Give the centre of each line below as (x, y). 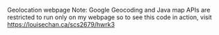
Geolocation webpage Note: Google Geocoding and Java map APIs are (109, 10)
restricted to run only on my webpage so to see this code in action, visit (109, 17)
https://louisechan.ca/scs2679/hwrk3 (61, 24)
